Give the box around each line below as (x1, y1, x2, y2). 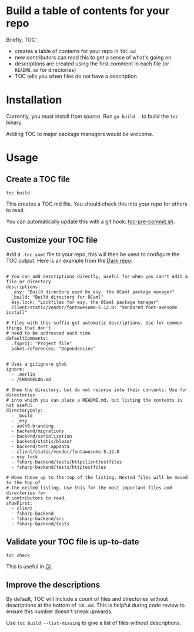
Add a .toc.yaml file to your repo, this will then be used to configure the (6, 250, 180, 257)
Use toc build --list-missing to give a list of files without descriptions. (6, 620, 182, 627)
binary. (6, 119, 23, 126)
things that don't (6, 325, 51, 331)
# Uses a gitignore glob (6, 361, 67, 367)
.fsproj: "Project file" (11, 340, 72, 346)
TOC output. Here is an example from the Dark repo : (6, 257, 133, 264)
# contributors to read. (6, 495, 67, 501)
